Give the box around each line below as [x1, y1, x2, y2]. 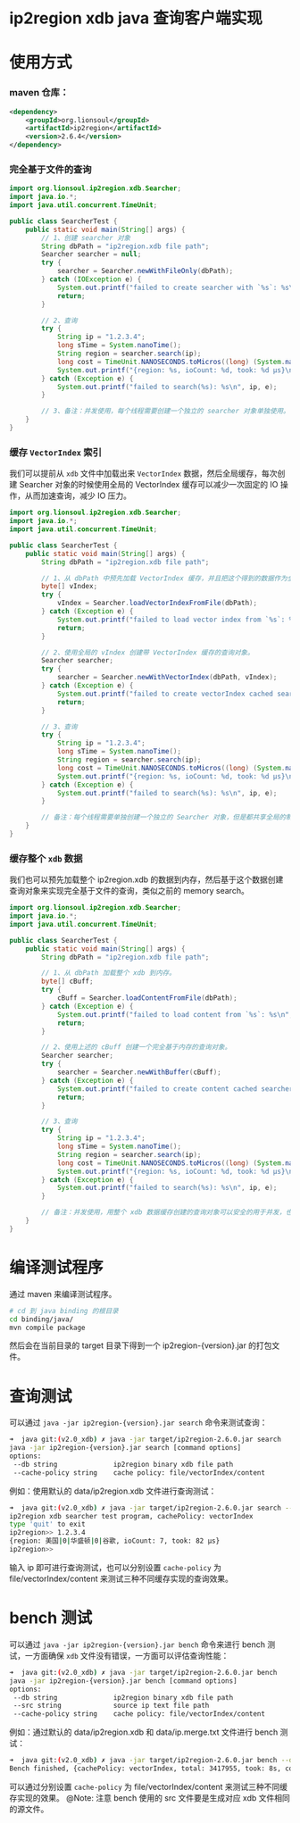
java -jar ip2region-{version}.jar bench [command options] [9, 1676, 238, 1686]
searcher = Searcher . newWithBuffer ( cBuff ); [56, 1068, 221, 1077]
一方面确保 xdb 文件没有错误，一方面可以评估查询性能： [24, 1650, 229, 1661]
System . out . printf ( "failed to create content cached [56, 1084, 257, 1094]
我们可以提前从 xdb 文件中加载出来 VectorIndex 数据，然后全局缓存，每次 [9, 468, 278, 479]
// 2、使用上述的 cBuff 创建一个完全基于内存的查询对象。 [41, 1043, 232, 1052]
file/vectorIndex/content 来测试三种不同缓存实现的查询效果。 [9, 1573, 234, 1584]
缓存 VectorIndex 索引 [9, 445, 103, 458]
